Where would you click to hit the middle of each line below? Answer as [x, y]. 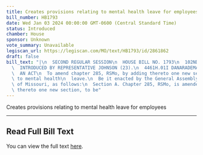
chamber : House [25, 34]
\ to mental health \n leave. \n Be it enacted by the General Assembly [105, 79]
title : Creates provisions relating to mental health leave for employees [102, 12]
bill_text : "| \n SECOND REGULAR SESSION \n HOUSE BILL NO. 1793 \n [93, 62]
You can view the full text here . [45, 146]
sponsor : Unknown [28, 40]
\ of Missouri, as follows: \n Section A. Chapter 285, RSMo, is [96, 85]
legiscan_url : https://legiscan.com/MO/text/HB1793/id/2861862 [88, 51]
